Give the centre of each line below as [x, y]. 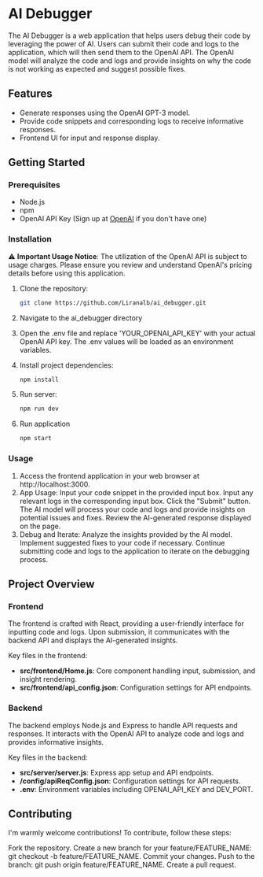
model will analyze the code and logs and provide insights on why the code [130, 61]
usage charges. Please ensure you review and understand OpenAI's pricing [130, 265]
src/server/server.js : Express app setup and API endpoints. [117, 772]
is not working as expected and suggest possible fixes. [97, 68]
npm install [39, 379]
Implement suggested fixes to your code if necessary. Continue [122, 542]
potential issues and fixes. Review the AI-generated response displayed [135, 517]
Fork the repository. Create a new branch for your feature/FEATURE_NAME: [130, 848]
